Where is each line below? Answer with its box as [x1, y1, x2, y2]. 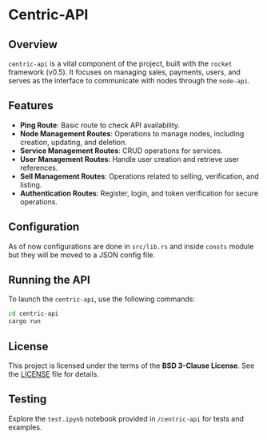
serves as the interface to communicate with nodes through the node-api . [8, 76, 250, 85]
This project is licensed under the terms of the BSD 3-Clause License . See [8, 361, 255, 370]
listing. [19, 180, 42, 189]
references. [19, 163, 58, 172]
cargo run [8, 317, 42, 325]
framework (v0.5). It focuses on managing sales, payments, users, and [8, 67, 241, 77]
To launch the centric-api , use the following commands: [8, 294, 196, 304]
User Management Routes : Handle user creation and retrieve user [19, 154, 240, 163]
